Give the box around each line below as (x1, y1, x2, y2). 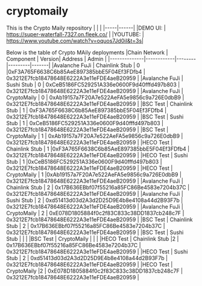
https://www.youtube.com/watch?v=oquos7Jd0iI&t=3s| (6, 37, 144, 44)
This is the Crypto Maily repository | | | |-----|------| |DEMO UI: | (6, 24, 166, 31)
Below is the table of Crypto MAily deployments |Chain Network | (6, 48, 168, 56)
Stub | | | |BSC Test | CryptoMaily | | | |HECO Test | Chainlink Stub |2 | (6, 235, 179, 242)
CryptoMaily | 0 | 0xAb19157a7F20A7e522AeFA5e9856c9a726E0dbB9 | (6, 94, 185, 101)
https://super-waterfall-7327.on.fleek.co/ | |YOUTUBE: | (6, 30, 145, 37)
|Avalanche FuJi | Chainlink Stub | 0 (51, 62, 140, 69)
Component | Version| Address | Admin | (6, 55, 107, 62)
